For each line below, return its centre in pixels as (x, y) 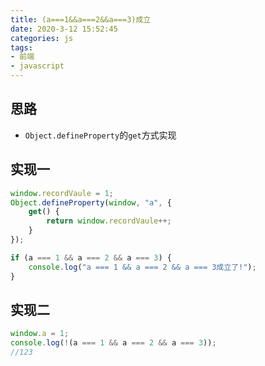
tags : (21, 47)
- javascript (37, 66)
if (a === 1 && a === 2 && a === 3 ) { (91, 257)
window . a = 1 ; (40, 334)
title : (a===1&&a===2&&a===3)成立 (81, 19)
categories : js (42, 38)
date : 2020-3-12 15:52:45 (64, 29)
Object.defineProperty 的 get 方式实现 (100, 135)
